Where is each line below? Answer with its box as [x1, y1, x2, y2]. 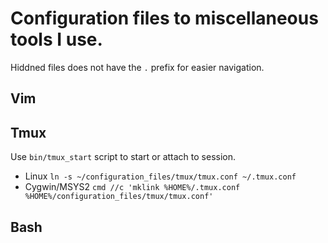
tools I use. [10, 28, 103, 51]
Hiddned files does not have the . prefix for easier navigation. [10, 61, 265, 73]
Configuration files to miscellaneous [10, 7, 319, 30]
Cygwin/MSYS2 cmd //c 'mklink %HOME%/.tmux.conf [24, 181, 241, 193]
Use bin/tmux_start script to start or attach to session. [10, 151, 237, 163]
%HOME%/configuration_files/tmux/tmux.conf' [24, 192, 214, 202]
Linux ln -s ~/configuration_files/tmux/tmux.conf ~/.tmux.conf [24, 170, 297, 182]
